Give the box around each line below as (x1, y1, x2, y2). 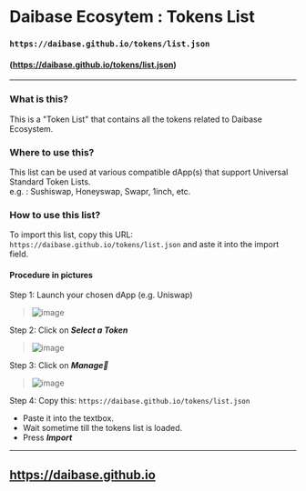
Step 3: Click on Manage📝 (9, 360, 109, 371)
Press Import (22, 432, 73, 443)
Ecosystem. (9, 123, 54, 134)
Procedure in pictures (9, 269, 94, 280)
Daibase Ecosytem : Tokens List (9, 6, 255, 27)
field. (9, 248, 29, 260)
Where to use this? (9, 145, 95, 158)
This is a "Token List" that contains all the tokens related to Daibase (9, 114, 262, 125)
